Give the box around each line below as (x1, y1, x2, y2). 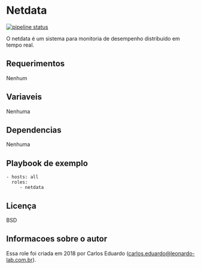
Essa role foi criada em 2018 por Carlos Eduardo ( (6, 249, 129, 257)
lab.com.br (6, 256, 33, 263)
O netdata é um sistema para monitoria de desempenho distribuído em (6, 35, 181, 42)
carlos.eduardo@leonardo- (128, 249, 195, 257)
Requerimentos (6, 59, 65, 69)
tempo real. (6, 41, 35, 48)
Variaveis (6, 92, 42, 102)
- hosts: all (6, 174, 39, 180)
